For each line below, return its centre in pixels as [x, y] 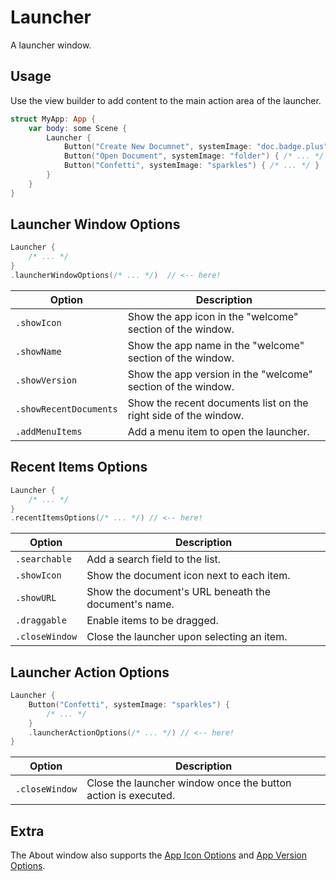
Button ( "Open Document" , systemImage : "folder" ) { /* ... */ [194, 156]
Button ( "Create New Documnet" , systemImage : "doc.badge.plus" [196, 147]
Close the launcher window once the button [189, 783]
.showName [38, 351]
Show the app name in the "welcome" [216, 345]
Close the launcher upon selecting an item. [187, 637]
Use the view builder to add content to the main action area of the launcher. [166, 100]
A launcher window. [51, 45]
